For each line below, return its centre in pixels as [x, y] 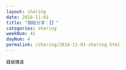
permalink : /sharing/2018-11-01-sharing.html [63, 45]
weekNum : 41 [21, 34]
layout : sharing [26, 12]
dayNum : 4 [18, 39]
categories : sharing [32, 28]
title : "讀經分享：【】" [33, 23]
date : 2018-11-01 [28, 17]
